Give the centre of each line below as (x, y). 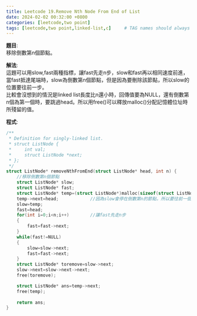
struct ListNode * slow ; (46, 182)
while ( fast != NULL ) (39, 237)
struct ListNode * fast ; (46, 188)
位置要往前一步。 (27, 87)
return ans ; (31, 302)
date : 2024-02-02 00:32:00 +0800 (47, 17)
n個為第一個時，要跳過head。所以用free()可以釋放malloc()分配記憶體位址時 (97, 102)
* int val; (27, 149)
